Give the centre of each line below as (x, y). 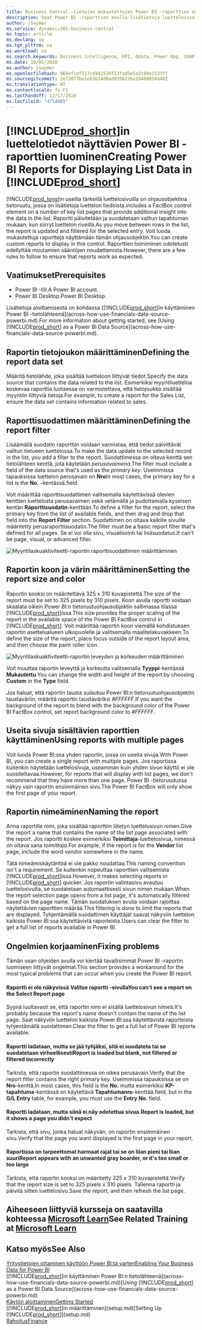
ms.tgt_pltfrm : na (29, 46)
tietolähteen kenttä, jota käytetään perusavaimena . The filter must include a (99, 463)
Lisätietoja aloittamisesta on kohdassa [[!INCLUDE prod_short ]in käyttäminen (101, 308)
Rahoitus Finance (27, 1321)
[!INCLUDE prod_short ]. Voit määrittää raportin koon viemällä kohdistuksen (98, 626)
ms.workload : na (26, 51)
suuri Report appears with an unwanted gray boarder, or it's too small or (97, 1158)
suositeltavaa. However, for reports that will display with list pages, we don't (100, 774)
